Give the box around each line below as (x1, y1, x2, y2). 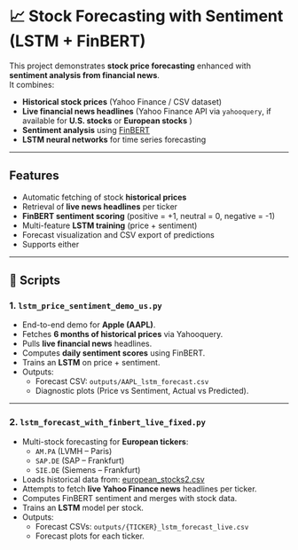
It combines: (9, 79, 55, 90)
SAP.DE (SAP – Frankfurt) (35, 455, 125, 466)
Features (9, 169, 59, 184)
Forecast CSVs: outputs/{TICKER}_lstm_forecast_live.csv (35, 521, 249, 531)
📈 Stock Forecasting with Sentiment (9, 6, 284, 27)
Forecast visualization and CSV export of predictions (21, 229, 215, 240)
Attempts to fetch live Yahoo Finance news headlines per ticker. (21, 483, 257, 494)
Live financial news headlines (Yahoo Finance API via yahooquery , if (21, 106, 272, 116)
